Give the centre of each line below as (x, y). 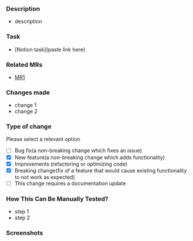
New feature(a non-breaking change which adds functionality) (90, 157)
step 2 (22, 218)
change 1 (25, 105)
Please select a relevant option (43, 139)
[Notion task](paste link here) (50, 49)
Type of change (29, 126)
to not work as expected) (45, 177)
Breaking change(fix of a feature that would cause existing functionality (101, 170)
